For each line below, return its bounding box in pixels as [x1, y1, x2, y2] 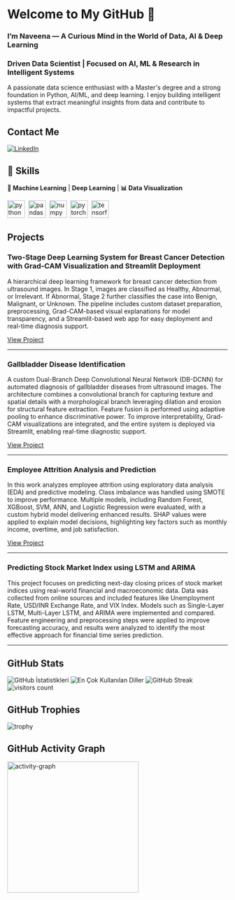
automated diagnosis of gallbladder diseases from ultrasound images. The [7, 383, 222, 391]
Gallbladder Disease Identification [7, 359, 126, 369]
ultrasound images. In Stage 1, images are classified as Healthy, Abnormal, [7, 285, 222, 293]
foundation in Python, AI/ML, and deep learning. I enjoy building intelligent [7, 91, 221, 99]
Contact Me [7, 126, 59, 138]
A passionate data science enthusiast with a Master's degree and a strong [7, 83, 221, 92]
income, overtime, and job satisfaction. [7, 525, 120, 534]
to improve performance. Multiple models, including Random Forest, [7, 496, 204, 504]
